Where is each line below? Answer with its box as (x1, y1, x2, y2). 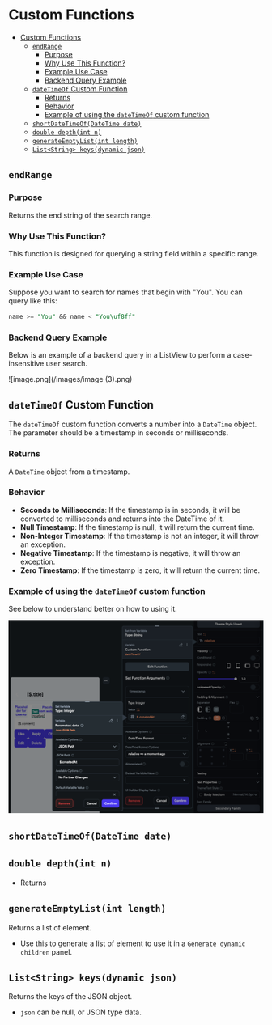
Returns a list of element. (8, 922, 91, 932)
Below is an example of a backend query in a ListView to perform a (8, 350, 232, 360)
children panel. (19, 947, 73, 956)
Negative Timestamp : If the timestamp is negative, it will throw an (19, 548, 241, 557)
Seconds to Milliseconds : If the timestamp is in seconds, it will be (19, 505, 240, 515)
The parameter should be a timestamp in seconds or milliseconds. (8, 428, 229, 438)
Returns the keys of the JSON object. (8, 992, 133, 1002)
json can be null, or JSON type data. (19, 1007, 142, 1017)
